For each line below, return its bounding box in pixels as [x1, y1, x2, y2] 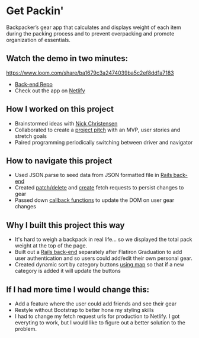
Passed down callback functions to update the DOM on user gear [14, 197, 175, 204]
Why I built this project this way [6, 220, 125, 230]
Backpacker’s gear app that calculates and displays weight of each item [6, 24, 182, 31]
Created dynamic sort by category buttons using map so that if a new [14, 261, 185, 268]
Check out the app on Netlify [14, 87, 85, 94]
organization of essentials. [6, 36, 71, 43]
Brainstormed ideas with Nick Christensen [14, 120, 118, 127]
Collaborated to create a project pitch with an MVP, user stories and [14, 126, 181, 133]
